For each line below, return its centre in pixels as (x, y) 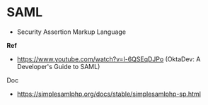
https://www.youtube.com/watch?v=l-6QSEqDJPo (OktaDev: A (109, 59)
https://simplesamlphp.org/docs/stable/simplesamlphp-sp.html (109, 94)
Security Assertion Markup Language (71, 32)
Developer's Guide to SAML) (58, 66)
